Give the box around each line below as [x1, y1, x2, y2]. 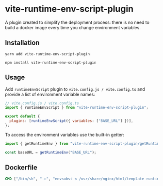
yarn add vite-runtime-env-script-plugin [5, 51, 90, 56]
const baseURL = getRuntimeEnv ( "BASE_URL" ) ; [5, 150, 97, 155]
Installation [5, 39, 40, 47]
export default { [5, 114, 40, 119]
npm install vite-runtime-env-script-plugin [5, 60, 97, 65]
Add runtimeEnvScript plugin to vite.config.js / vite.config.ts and [5, 86, 146, 92]
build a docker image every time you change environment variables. [5, 24, 141, 30]
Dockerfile [5, 164, 38, 172]
